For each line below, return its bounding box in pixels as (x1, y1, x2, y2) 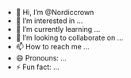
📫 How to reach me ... (15, 42, 90, 51)
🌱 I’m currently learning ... (15, 25, 101, 33)
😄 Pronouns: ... (15, 53, 67, 63)
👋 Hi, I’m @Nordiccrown (15, 8, 94, 17)
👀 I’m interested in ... (15, 16, 83, 25)
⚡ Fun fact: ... (15, 62, 60, 72)
